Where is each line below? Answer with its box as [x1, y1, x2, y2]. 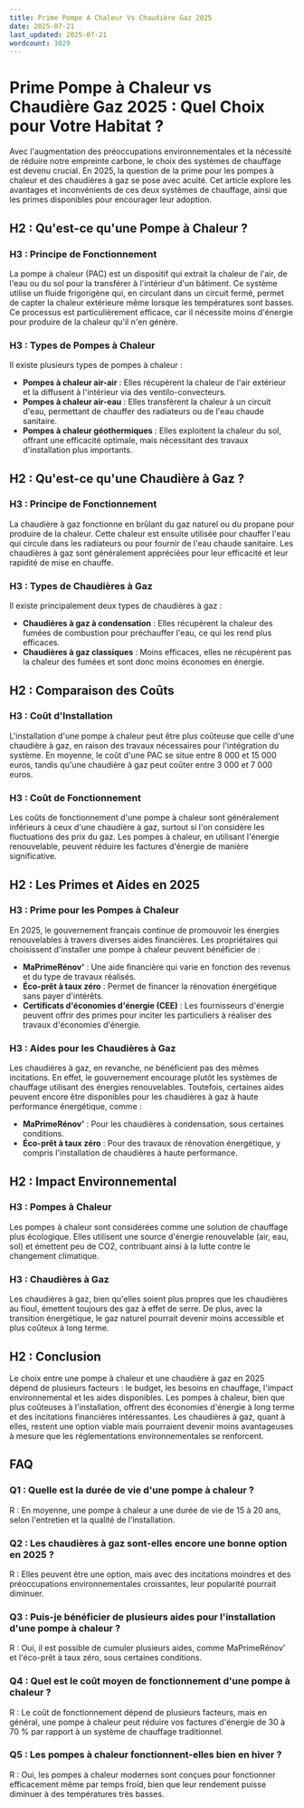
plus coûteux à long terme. [9, 1322, 109, 1333]
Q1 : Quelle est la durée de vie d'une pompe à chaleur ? [9, 1484, 255, 1496]
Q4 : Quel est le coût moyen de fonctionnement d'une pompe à [9, 1675, 291, 1687]
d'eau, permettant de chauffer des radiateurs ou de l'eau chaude [22, 406, 264, 417]
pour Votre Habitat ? [9, 116, 165, 137]
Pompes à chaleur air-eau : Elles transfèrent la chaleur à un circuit [22, 396, 271, 408]
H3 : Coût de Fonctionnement [9, 791, 142, 804]
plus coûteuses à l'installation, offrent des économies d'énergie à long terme [9, 1401, 295, 1412]
